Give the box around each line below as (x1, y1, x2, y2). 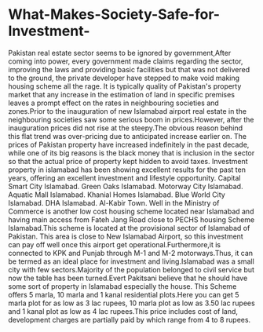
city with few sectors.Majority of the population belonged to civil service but (8, 265, 255, 274)
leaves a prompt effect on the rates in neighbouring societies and (8, 98, 220, 108)
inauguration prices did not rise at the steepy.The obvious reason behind (8, 123, 243, 133)
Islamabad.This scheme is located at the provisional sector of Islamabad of (8, 223, 250, 232)
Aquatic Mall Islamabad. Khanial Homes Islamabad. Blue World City (8, 190, 225, 199)
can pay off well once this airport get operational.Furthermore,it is (8, 239, 221, 249)
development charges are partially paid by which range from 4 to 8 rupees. (8, 315, 251, 324)
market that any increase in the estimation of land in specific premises (8, 89, 236, 99)
